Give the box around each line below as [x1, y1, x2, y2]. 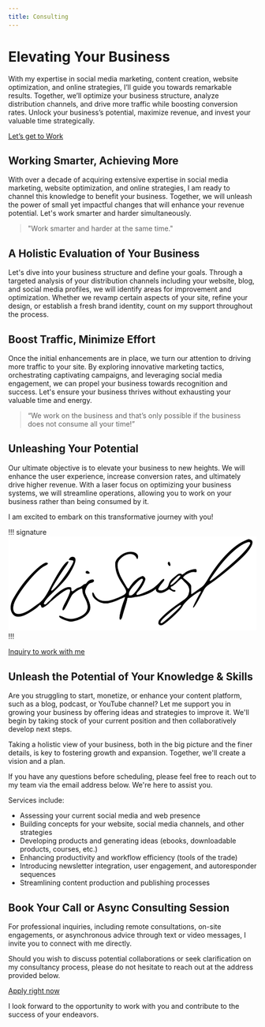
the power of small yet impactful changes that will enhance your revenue [8, 200, 244, 209]
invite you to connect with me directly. [8, 939, 132, 948]
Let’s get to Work [8, 131, 64, 141]
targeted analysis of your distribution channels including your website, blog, [8, 276, 255, 286]
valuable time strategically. [8, 115, 95, 126]
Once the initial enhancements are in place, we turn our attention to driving [8, 354, 252, 363]
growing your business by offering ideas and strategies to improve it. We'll [8, 708, 250, 717]
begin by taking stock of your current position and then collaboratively [8, 716, 237, 726]
